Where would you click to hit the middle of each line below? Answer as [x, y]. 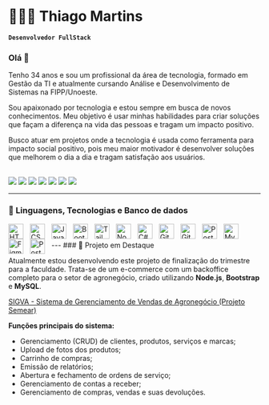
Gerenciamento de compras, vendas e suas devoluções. [112, 392]
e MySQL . [25, 286]
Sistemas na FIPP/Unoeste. [53, 92]
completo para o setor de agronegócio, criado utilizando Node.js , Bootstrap [134, 277]
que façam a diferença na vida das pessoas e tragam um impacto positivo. [131, 125]
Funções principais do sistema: [61, 325]
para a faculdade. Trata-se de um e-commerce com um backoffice [118, 269]
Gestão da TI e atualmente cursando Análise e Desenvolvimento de [119, 84]
